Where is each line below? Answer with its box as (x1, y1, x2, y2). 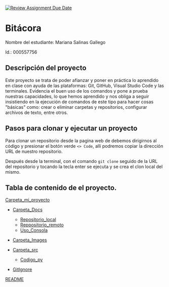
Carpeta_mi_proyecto (5, 197, 50, 203)
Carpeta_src (12, 247, 38, 253)
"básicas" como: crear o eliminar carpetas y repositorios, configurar (5, 104, 148, 110)
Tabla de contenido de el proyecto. (5, 183, 117, 192)
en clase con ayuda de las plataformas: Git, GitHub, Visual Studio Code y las (5, 83, 164, 89)
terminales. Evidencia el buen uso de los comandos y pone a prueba (5, 88, 148, 94)
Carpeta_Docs (12, 207, 43, 213)
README (5, 276, 24, 282)
